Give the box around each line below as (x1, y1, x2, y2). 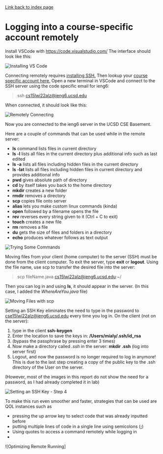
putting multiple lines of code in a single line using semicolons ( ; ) (12, 423, 144, 429)
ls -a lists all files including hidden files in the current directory (12, 161, 138, 167)
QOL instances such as (5, 403, 52, 409)
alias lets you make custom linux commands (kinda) (12, 203, 118, 209)
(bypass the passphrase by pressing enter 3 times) (12, 338, 115, 344)
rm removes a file (12, 224, 48, 230)
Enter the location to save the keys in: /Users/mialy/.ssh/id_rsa (12, 333, 141, 339)
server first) (12, 349, 36, 354)
